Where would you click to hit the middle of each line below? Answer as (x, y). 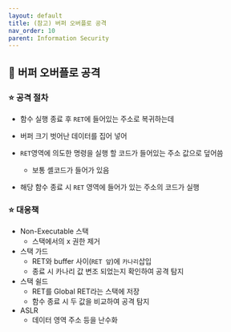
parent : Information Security (59, 38)
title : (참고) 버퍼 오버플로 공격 (57, 23)
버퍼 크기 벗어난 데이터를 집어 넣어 (73, 136)
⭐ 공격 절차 (28, 97)
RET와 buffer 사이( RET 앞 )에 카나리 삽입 (92, 261)
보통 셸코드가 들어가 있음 (71, 170)
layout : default (35, 16)
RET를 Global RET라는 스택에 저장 (86, 292)
